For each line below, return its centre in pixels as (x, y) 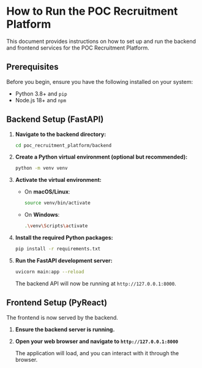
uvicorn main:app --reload (50, 272)
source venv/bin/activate (57, 203)
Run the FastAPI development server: (64, 260)
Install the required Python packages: (64, 238)
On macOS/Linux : (47, 192)
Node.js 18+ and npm (40, 100)
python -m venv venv (41, 168)
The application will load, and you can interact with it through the (97, 353)
